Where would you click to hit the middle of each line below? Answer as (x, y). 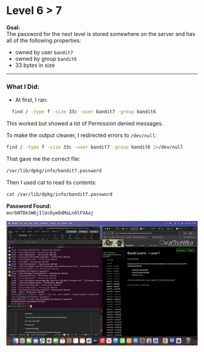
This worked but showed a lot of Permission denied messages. (85, 124)
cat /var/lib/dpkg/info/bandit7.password (59, 194)
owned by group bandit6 (46, 58)
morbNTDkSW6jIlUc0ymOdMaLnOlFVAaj (50, 213)
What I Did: (23, 86)
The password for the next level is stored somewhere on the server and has (101, 33)
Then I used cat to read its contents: (52, 182)
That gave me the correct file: (43, 158)
